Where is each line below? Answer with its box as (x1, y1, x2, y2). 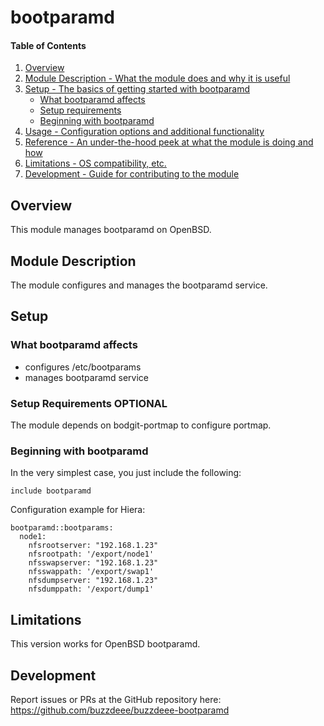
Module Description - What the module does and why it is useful (24, 72, 291, 85)
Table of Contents (10, 39, 87, 51)
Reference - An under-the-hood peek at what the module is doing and (24, 136, 314, 148)
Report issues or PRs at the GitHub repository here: (10, 693, 222, 705)
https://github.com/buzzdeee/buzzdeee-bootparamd (10, 704, 230, 716)
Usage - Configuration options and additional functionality (24, 126, 265, 138)
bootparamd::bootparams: (10, 523, 114, 533)
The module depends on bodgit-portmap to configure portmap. (10, 419, 272, 431)
